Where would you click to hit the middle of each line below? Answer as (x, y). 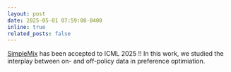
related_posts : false (39, 34)
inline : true (26, 27)
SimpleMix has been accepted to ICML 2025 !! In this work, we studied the (115, 54)
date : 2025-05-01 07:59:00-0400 (55, 20)
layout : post (26, 14)
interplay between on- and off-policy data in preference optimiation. (106, 61)
